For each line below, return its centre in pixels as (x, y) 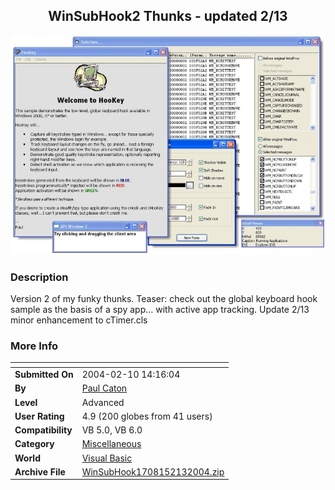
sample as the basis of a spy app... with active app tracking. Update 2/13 (160, 310)
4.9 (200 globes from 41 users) (147, 416)
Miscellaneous (111, 444)
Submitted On (44, 375)
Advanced (103, 402)
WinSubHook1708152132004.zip (153, 471)
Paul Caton (104, 388)
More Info (34, 346)
